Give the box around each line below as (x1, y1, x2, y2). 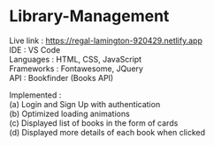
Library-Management (9, 6, 170, 26)
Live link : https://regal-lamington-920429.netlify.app (9, 35, 203, 46)
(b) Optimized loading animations (9, 108, 130, 119)
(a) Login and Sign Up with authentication (9, 99, 161, 109)
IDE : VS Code (9, 44, 61, 55)
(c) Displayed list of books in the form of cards (9, 117, 179, 128)
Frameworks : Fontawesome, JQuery (9, 63, 144, 74)
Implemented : (9, 90, 62, 100)
